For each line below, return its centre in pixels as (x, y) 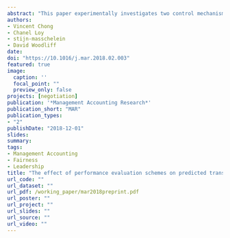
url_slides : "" (29, 211)
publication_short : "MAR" (44, 109)
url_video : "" (27, 224)
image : (16, 71)
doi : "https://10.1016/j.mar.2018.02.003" (68, 58)
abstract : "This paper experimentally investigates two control (101, 13)
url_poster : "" (29, 199)
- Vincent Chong (30, 26)
